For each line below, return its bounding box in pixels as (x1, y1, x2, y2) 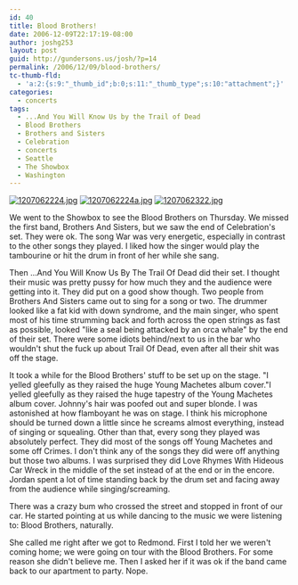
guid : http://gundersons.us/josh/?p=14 (9, 54, 157, 63)
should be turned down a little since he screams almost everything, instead (9, 417, 285, 428)
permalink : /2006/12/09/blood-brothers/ (9, 63, 162, 72)
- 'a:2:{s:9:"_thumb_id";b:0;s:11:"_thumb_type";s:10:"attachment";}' (17, 79, 285, 88)
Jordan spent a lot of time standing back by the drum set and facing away (9, 474, 280, 485)
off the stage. (9, 353, 59, 364)
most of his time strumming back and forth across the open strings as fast (9, 315, 281, 325)
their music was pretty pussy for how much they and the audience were (9, 277, 273, 288)
